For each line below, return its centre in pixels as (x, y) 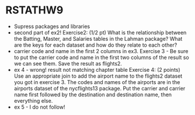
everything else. (33, 100)
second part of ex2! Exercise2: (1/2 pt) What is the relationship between (100, 32)
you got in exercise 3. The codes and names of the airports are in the (97, 82)
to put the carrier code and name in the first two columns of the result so (101, 57)
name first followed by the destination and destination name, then (93, 95)
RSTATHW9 (34, 10)
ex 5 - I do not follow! (39, 107)
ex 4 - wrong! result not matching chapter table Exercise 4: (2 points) (97, 69)
